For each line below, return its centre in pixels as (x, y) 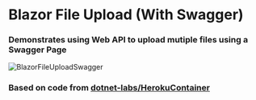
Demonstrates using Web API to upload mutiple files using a (128, 40)
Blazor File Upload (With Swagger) (126, 15)
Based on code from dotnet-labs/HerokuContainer (109, 88)
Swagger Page (38, 50)
